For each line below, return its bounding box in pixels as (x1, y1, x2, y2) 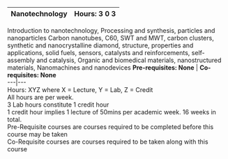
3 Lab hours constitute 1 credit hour (7, 100, 109, 109)
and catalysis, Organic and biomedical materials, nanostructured (36, 56, 222, 64)
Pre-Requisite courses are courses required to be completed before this (7, 123, 214, 131)
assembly (7, 56, 35, 64)
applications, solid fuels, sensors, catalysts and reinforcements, (7, 49, 190, 56)
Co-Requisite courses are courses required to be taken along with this (7, 137, 208, 146)
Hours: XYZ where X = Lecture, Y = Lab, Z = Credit (7, 86, 153, 93)
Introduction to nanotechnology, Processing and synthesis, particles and (7, 26, 215, 34)
